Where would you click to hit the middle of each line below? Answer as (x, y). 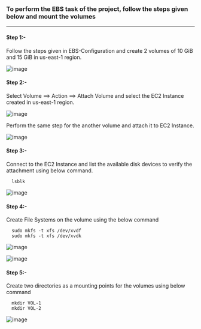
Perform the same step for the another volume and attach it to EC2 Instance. (100, 125)
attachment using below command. (50, 171)
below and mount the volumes (51, 16)
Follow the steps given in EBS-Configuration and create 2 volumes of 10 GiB (100, 50)
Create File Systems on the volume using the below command (83, 220)
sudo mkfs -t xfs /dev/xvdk (47, 236)
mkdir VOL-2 (27, 309)
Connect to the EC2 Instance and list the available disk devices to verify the (99, 164)
